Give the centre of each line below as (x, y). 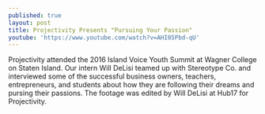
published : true (35, 15)
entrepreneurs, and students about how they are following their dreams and (131, 85)
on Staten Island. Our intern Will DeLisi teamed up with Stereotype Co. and (130, 68)
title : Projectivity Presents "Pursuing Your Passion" (100, 30)
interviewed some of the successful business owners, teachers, (112, 76)
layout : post (30, 23)
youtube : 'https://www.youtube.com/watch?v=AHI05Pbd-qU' (104, 37)
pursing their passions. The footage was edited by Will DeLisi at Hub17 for (129, 93)
